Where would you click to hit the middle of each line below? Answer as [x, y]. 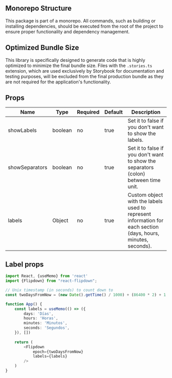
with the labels [145, 202]
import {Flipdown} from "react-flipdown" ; [51, 281]
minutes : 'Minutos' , [46, 323]
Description [146, 112]
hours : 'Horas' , [41, 318]
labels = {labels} [50, 357]
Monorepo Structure [38, 8]
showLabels [22, 130]
